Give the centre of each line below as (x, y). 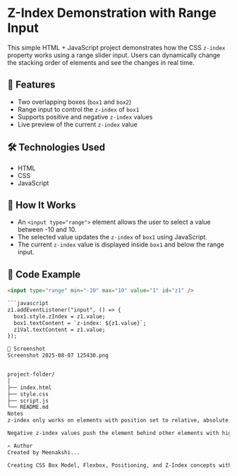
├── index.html (30, 387)
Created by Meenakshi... (44, 452)
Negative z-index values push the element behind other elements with (113, 433)
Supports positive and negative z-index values (85, 117)
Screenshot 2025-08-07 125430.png (58, 356)
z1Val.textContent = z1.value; (60, 330)
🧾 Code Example (44, 274)
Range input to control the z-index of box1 (78, 109)
